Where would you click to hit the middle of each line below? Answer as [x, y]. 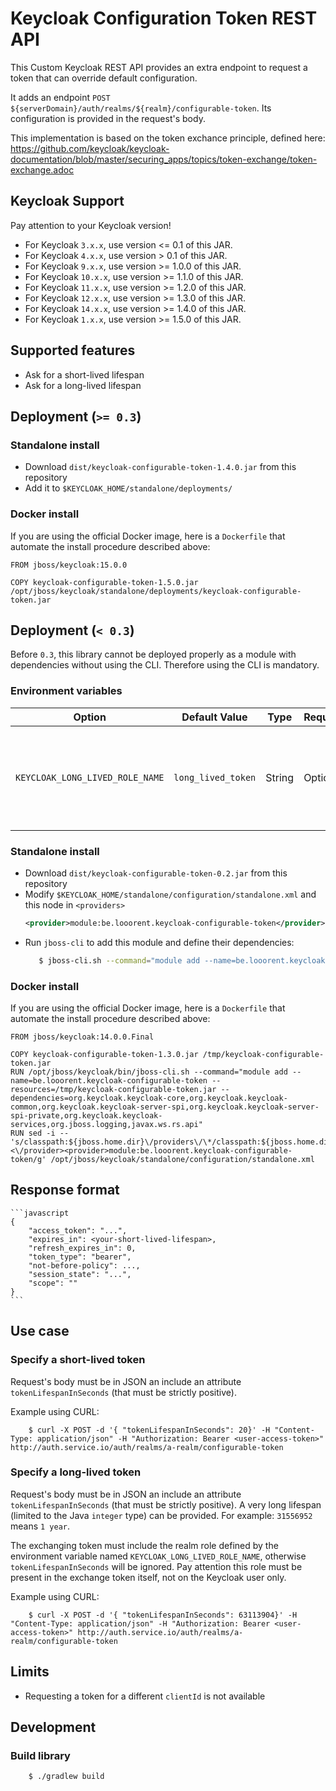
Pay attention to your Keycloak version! [91, 225]
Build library [40, 1755]
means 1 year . [40, 1526]
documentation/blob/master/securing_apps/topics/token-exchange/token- [164, 159]
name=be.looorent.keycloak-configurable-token [109, 1081]
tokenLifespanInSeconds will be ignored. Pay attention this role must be [156, 1566]
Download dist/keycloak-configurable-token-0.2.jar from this [156, 873]
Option [90, 717]
